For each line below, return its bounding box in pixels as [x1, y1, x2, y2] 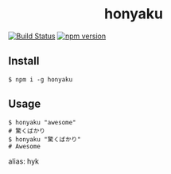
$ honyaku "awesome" [8, 118, 77, 126]
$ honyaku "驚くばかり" [8, 135, 81, 144]
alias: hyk [8, 156, 40, 166]
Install [8, 54, 40, 68]
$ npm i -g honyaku [8, 75, 73, 84]
